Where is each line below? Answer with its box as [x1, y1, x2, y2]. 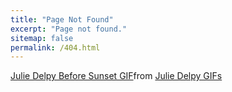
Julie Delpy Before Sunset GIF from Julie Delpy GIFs [10, 70, 223, 82]
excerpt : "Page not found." [10, 24, 128, 34]
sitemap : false [10, 33, 74, 43]
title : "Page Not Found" [10, 14, 114, 25]
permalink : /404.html [10, 42, 101, 53]
